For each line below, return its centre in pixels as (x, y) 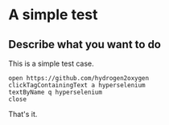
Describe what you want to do (85, 44)
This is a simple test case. (51, 63)
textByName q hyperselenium (56, 92)
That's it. (23, 114)
